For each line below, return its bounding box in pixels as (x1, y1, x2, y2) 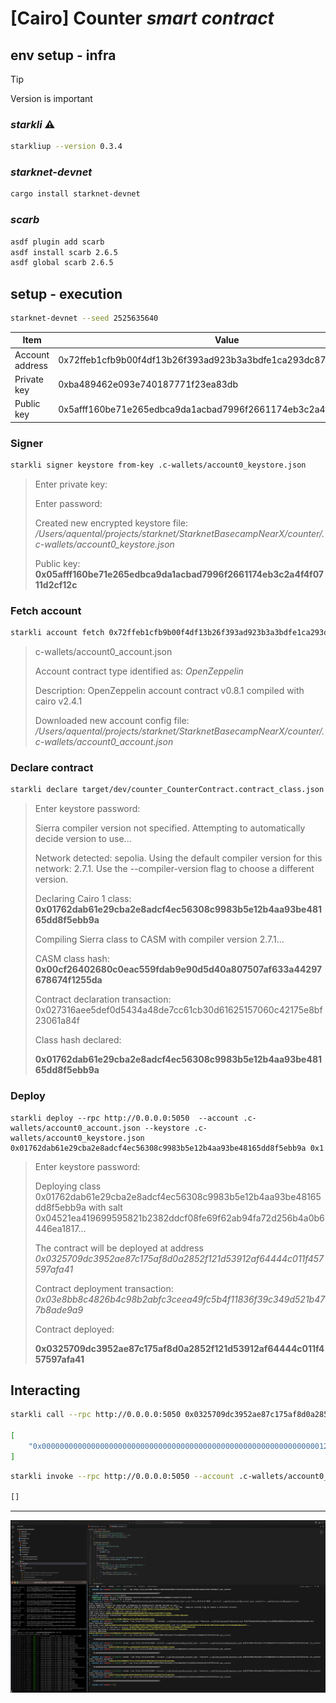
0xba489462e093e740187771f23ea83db (58, 378, 239, 391)
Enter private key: (34, 478, 108, 490)
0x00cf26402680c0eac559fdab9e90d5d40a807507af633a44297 (34, 963, 323, 976)
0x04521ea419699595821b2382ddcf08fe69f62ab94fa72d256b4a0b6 (34, 1212, 325, 1224)
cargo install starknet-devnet (10, 189, 141, 199)
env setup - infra (10, 47, 117, 64)
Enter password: (34, 497, 103, 509)
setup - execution (10, 285, 123, 302)
